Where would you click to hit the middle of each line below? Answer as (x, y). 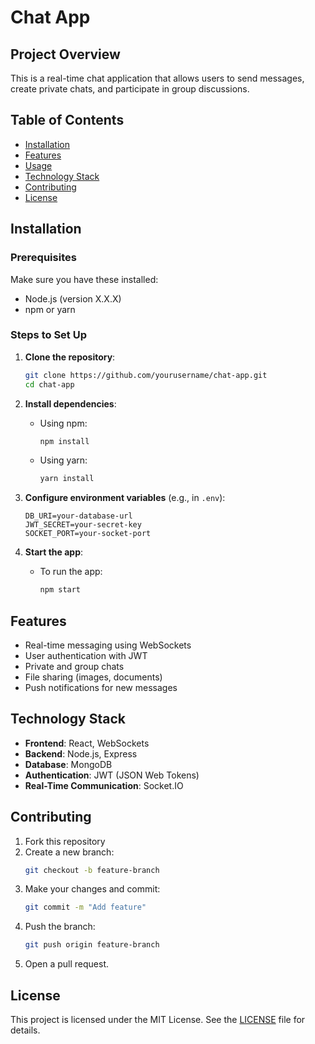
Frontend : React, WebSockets (87, 743)
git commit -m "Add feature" (85, 907)
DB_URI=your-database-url (78, 516)
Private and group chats (74, 666)
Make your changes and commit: (92, 889)
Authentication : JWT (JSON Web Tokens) (112, 775)
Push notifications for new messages (101, 687)
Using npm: (63, 423)
